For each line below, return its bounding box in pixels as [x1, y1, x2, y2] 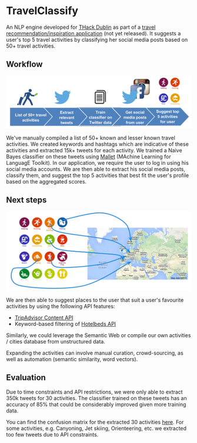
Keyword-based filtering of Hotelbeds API [14, 320, 116, 327]
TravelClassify [6, 4, 78, 18]
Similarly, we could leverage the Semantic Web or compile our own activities [6, 331, 191, 339]
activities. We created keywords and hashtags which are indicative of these [6, 140, 189, 148]
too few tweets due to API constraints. [6, 431, 99, 438]
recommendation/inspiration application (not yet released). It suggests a [6, 29, 181, 36]
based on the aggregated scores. [6, 178, 87, 185]
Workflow [6, 59, 43, 69]
